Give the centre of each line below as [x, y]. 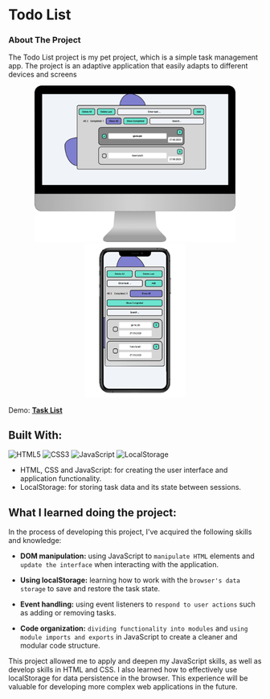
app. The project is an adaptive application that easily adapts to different [128, 66]
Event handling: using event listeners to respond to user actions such [137, 604]
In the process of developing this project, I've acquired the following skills [130, 532]
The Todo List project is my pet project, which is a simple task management [133, 57]
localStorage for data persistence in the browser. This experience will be [128, 678]
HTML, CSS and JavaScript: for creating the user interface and [124, 470]
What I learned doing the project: [92, 512]
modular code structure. [60, 646]
